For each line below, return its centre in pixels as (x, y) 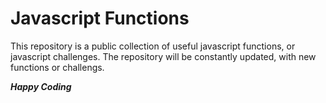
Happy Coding (41, 86)
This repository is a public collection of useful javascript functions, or (153, 46)
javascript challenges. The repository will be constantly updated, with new (163, 56)
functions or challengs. (57, 67)
